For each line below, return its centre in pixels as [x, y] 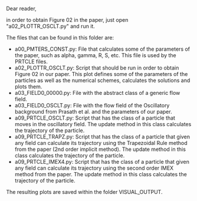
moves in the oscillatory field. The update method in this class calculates [103, 124]
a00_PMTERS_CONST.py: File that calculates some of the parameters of [102, 49]
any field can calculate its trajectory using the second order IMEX [94, 168]
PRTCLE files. [31, 62]
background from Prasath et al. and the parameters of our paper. [93, 112]
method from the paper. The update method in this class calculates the [101, 174]
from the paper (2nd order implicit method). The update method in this [100, 149]
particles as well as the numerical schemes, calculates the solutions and [102, 80]
